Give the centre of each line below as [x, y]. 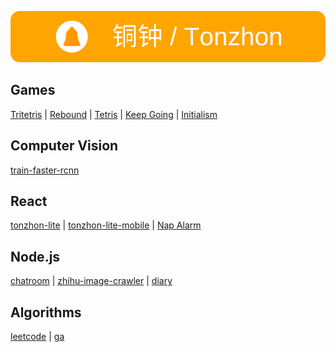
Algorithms [46, 312]
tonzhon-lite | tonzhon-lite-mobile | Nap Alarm [106, 225]
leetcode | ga [37, 337]
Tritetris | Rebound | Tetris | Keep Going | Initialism [114, 114]
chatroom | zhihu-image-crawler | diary [91, 281]
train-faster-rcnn [45, 170]
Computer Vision [64, 146]
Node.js [35, 256]
